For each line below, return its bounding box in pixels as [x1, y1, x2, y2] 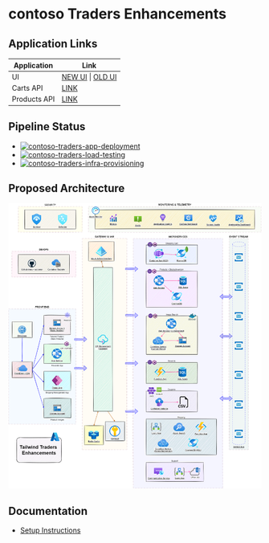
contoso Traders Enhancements [8, 5, 227, 23]
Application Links [8, 37, 98, 51]
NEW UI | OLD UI [61, 71, 117, 81]
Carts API [11, 84, 43, 92]
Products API [11, 94, 55, 104]
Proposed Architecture [8, 182, 125, 195]
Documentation [8, 504, 88, 518]
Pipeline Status [8, 120, 86, 133]
